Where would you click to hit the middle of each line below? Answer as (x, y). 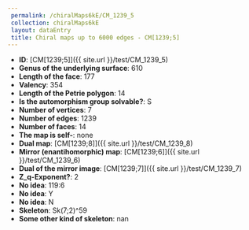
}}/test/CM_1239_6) (49, 160)
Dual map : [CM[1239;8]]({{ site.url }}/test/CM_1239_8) (106, 143)
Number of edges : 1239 (58, 118)
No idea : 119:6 (42, 185)
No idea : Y (36, 194)
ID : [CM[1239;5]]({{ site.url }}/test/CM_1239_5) (93, 60)
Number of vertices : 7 (55, 110)
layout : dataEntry (41, 30)
